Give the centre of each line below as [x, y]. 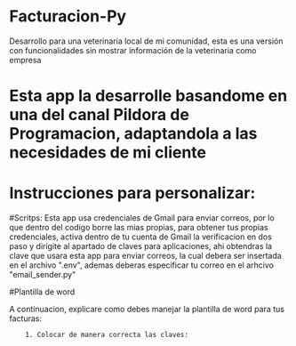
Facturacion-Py [68, 16]
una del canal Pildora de [99, 115]
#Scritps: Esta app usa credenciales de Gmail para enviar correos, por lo [142, 218]
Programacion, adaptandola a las [133, 134]
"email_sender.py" [43, 275]
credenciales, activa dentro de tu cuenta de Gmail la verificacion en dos [141, 237]
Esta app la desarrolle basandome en [148, 96]
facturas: [26, 318]
